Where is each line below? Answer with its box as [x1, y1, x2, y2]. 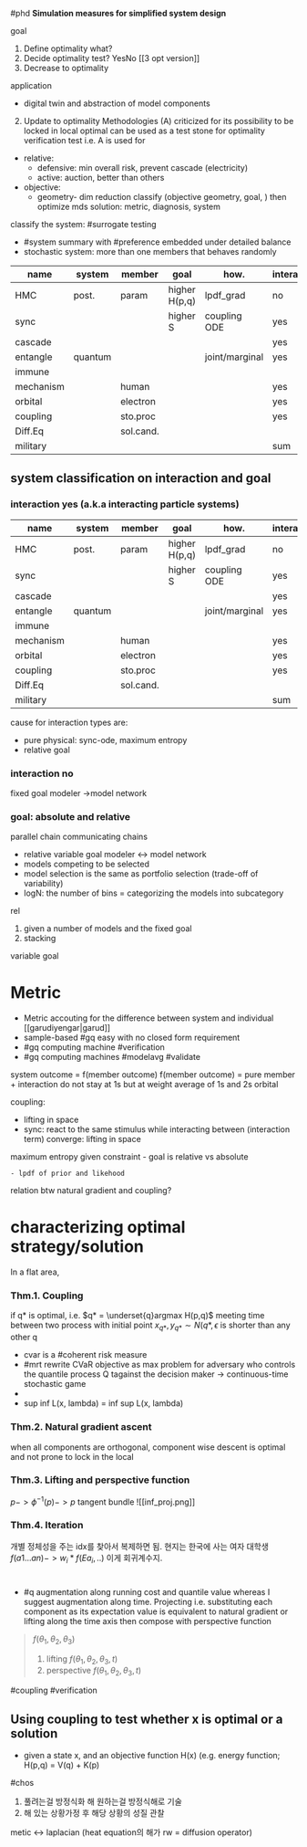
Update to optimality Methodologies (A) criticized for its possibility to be [23, 116, 294, 126]
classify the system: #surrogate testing [10, 219, 158, 229]
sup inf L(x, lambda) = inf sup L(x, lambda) [23, 1398, 184, 1409]
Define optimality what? [23, 43, 113, 54]
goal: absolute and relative [10, 810, 131, 823]
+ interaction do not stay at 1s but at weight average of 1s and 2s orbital [10, 1079, 279, 1090]
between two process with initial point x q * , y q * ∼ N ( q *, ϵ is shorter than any [10, 1319, 291, 1333]
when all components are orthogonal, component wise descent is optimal [10, 1442, 286, 1453]
